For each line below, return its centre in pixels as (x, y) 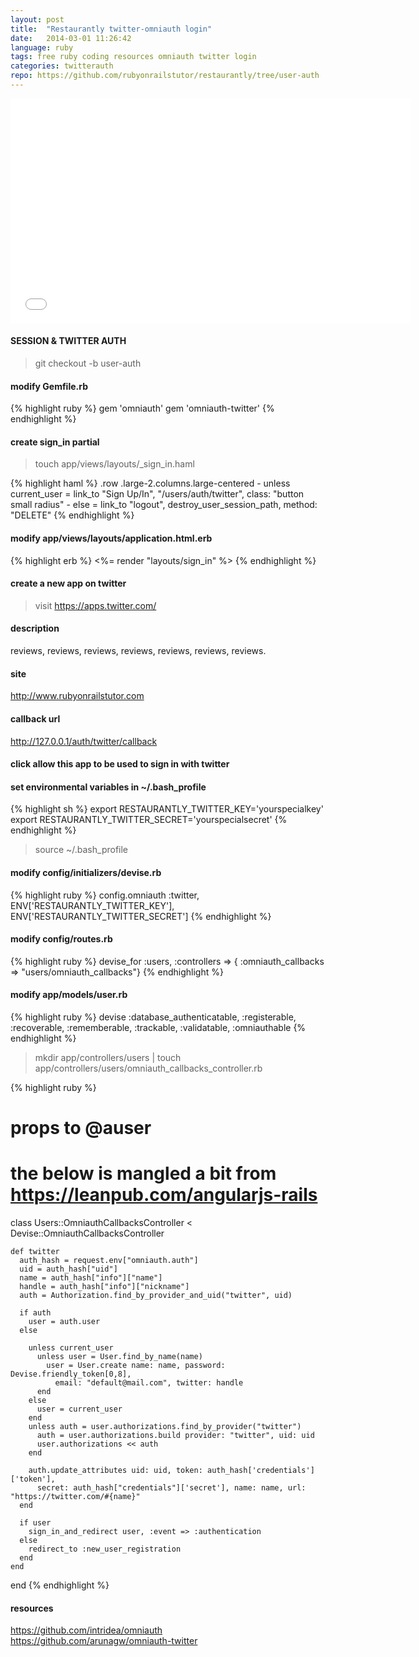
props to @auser (81, 1128)
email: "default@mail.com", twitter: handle (149, 1383)
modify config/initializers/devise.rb (86, 872)
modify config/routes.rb (61, 939)
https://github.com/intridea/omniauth (86, 1630)
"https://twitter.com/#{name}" (75, 1497)
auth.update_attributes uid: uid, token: (115, 1471)
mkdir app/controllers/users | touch (108, 1057)
